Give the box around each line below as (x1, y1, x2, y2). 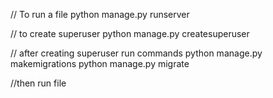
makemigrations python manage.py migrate (10, 58, 190, 69)
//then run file (10, 77, 67, 89)
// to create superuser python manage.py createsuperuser (10, 28, 250, 39)
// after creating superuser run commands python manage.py (10, 47, 263, 59)
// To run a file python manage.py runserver (10, 9, 190, 20)
